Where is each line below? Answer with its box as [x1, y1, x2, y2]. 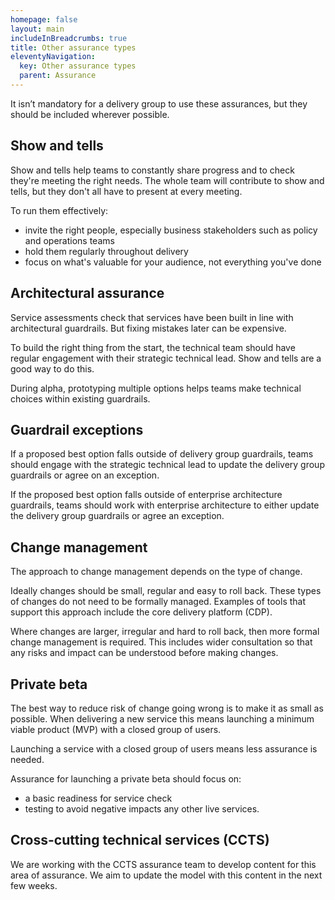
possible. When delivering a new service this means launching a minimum [10, 712, 315, 725]
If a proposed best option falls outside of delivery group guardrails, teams [10, 448, 314, 460]
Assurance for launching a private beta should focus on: [10, 772, 242, 785]
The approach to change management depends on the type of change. [10, 566, 303, 578]
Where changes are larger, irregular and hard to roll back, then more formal [10, 626, 320, 638]
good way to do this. [10, 362, 95, 375]
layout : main [10, 24, 65, 34]
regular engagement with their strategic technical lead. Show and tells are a [10, 352, 322, 364]
